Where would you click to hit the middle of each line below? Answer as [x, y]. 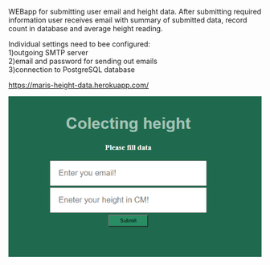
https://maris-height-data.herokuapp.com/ [79, 85]
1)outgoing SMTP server [48, 52]
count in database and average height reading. [86, 28]
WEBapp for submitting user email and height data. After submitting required [135, 12]
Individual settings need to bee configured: [80, 44]
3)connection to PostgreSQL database [72, 70]
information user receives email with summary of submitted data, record [128, 20]
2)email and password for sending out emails [83, 61]
